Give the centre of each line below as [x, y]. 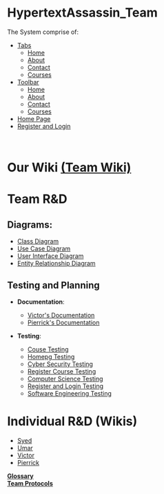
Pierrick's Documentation [63, 322]
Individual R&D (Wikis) [72, 422]
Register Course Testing [62, 371]
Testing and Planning [53, 285]
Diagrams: [30, 225]
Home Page [34, 118]
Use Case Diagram [44, 249]
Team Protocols [30, 483]
